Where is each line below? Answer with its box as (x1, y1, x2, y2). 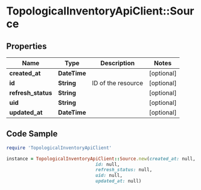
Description (100, 59, 135, 67)
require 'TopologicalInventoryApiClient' (6, 145, 112, 151)
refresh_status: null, (95, 167, 153, 173)
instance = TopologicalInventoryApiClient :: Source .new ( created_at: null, (6, 156, 196, 162)
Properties (6, 41, 47, 51)
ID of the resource (92, 79, 144, 87)
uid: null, (95, 173, 123, 179)
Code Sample (6, 128, 58, 139)
